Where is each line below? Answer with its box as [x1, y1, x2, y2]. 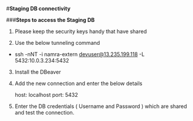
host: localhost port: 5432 [14, 91, 78, 98]
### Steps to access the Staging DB [6, 17, 95, 23]
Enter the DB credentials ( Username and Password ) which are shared [14, 103, 188, 110]
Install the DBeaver [14, 68, 61, 76]
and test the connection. [14, 109, 75, 116]
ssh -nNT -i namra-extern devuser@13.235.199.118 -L [14, 51, 145, 58]
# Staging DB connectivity [6, 5, 71, 12]
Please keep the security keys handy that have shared [14, 28, 147, 35]
